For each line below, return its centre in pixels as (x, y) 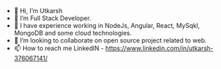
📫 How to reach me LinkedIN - (59, 48)
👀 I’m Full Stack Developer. (52, 18)
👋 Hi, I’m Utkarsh (38, 11)
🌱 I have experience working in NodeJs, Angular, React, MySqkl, (107, 25)
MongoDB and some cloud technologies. (73, 33)
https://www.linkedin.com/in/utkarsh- (159, 48)
